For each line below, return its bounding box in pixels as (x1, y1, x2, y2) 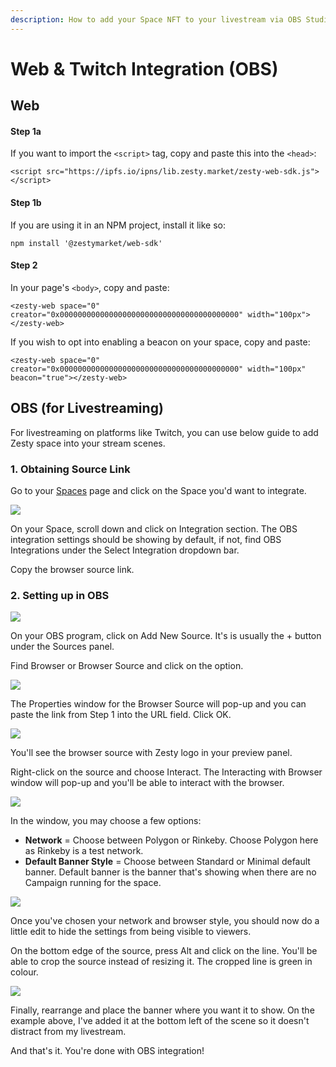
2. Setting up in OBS (10, 588, 110, 602)
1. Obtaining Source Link (10, 462, 131, 476)
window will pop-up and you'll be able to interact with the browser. (10, 777, 285, 789)
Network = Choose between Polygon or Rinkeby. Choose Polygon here (24, 834, 319, 846)
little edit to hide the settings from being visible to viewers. (10, 926, 252, 938)
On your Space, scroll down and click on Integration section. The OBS (10, 522, 298, 535)
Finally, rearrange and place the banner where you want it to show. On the (10, 1004, 315, 1016)
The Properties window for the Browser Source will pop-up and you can (10, 698, 307, 710)
